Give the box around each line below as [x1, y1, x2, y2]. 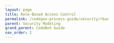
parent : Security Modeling [5, 21, 61, 26]
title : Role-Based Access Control [5, 12, 76, 17]
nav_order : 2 [5, 30, 32, 35]
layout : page [5, 7, 32, 12]
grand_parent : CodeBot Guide [5, 26, 65, 31]
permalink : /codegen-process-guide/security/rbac [5, 16, 110, 21]
